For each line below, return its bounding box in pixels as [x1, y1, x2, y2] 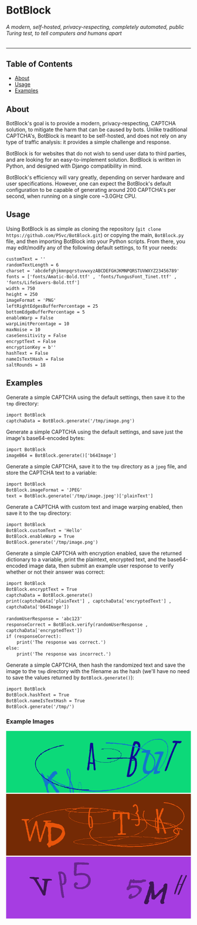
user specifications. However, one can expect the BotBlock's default [6, 180, 171, 187]
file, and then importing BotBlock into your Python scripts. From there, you [6, 238, 186, 245]
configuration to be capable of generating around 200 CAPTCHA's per [6, 187, 176, 194]
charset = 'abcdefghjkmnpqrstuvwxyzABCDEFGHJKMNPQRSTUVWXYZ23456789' [6, 268, 180, 274]
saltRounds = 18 [6, 362, 46, 368]
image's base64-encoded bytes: [6, 434, 85, 441]
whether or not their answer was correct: [6, 568, 105, 575]
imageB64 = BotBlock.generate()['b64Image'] [6, 452, 117, 458]
